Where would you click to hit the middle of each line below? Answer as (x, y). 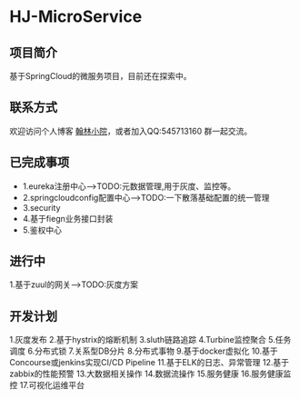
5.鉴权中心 (42, 230)
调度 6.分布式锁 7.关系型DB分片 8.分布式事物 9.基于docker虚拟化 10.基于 (144, 351)
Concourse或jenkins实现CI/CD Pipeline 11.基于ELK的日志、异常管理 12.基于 (149, 363)
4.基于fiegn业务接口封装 (68, 218)
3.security (41, 207)
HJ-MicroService (76, 17)
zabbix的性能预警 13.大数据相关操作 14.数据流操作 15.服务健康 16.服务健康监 (150, 374)
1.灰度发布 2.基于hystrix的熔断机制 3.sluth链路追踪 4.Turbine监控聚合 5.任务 (150, 340)
